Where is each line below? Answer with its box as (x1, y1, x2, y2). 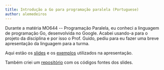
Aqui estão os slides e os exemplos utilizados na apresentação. (5, 50, 133, 56)
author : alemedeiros (5, 12, 47, 17)
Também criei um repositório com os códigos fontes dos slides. (5, 59, 133, 65)
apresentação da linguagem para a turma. (5, 40, 90, 46)
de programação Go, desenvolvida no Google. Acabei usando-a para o (5, 30, 148, 36)
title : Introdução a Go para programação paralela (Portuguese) (5, 7, 139, 12)
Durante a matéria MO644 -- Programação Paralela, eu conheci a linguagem (5, 25, 159, 31)
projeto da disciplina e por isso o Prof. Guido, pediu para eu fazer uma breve (5, 35, 159, 41)
